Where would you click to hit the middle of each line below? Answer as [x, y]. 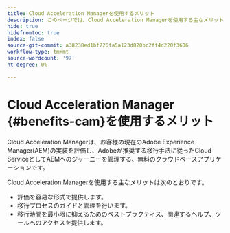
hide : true [23, 26]
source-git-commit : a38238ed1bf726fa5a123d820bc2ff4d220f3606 [98, 45]
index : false [26, 39]
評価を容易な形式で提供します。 [62, 197]
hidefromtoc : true [33, 33]
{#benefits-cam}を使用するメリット [111, 121]
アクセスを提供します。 [74, 222]
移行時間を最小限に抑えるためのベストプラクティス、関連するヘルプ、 [116, 214]
